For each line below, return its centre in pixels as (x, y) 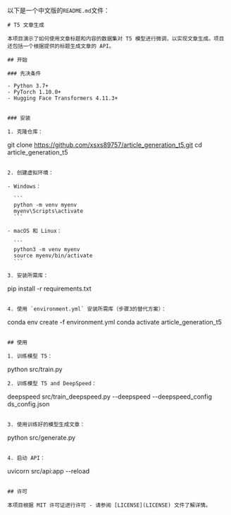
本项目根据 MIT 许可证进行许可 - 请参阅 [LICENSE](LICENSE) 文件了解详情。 (109, 505)
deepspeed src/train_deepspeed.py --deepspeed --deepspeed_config (110, 396)
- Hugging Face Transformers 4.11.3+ (63, 98)
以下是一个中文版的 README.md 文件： (59, 10)
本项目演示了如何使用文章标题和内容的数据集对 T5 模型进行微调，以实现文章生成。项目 (116, 39)
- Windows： (24, 186)
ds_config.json (29, 404)
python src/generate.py (42, 437)
